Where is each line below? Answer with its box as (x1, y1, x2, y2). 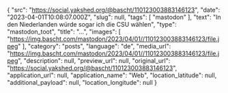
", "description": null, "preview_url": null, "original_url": (18, 57, 171, 64)
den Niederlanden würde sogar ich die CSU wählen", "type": (7, 21, 177, 28)
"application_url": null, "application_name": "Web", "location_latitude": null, (7, 71, 217, 79)
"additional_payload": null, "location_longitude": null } (7, 79, 158, 86)
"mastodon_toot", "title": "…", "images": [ (7, 27, 122, 36)
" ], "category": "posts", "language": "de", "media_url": (18, 42, 171, 50)
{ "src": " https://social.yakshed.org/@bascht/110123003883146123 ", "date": (7, 6, 220, 14)
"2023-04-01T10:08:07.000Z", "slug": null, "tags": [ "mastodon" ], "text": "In (7, 13, 222, 21)
